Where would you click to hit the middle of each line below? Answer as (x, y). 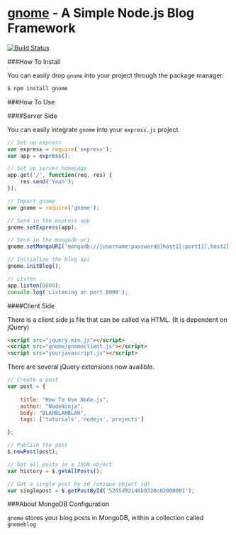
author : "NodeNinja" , (52, 406)
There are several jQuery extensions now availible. (81, 367)
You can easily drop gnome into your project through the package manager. (116, 75)
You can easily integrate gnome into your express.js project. (94, 129)
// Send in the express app (49, 221)
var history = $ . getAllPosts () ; (55, 471)
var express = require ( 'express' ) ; (60, 149)
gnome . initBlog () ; (34, 266)
